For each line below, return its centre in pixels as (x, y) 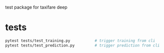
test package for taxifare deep (36, 7)
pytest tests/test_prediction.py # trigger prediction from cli (82, 45)
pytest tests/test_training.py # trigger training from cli (80, 40)
